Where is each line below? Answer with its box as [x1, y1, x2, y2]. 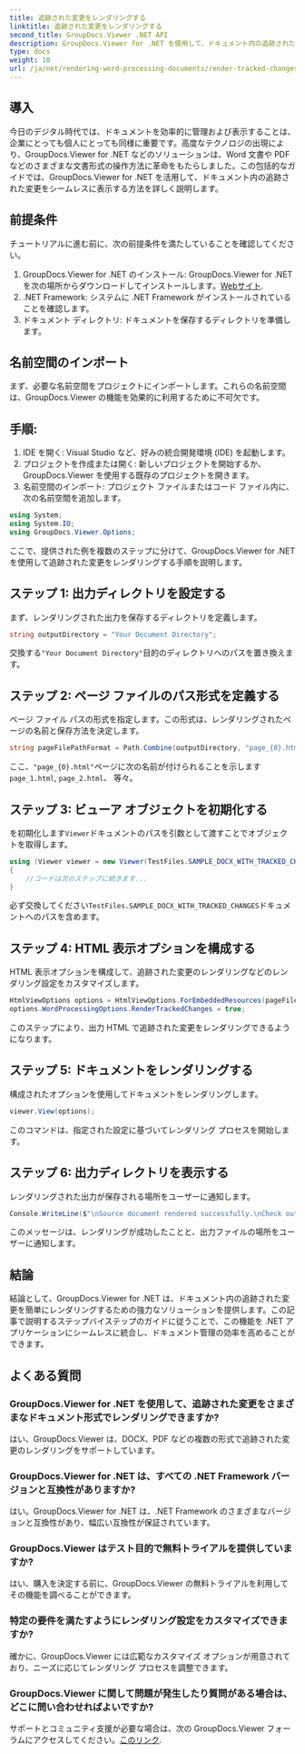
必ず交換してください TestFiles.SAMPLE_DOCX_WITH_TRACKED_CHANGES [9, 900, 260, 911]
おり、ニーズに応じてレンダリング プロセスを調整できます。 [9, 1662, 233, 1673]
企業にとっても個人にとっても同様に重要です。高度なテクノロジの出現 [9, 137, 270, 148]
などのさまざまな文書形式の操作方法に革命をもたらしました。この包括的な [9, 160, 288, 171]
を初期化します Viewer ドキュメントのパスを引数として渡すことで [9, 827, 249, 838]
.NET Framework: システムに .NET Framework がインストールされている [22, 291, 292, 302]
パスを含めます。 [40, 911, 104, 922]
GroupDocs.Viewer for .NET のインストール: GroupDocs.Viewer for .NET [22, 269, 293, 279]
